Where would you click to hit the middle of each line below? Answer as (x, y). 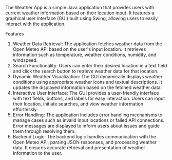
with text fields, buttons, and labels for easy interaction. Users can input (89, 98)
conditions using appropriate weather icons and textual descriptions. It (88, 82)
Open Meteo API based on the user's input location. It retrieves (79, 49)
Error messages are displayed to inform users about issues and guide (86, 126)
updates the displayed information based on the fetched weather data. (87, 87)
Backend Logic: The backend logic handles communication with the (84, 137)
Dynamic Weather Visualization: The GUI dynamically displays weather (88, 76)
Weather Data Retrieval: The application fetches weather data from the (88, 44)
